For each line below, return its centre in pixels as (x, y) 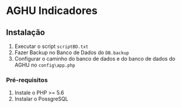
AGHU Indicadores (52, 11)
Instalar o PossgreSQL (41, 99)
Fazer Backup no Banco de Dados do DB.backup (72, 53)
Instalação (26, 32)
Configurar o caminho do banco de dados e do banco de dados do (95, 59)
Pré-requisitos (27, 80)
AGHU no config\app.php (45, 65)
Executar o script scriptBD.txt (51, 46)
